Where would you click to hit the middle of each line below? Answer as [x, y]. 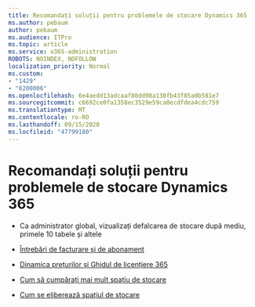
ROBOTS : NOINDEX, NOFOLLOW [52, 60]
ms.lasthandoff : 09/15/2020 [54, 125]
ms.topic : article [38, 45]
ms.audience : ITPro [40, 37]
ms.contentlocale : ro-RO [49, 117]
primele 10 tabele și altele [60, 234]
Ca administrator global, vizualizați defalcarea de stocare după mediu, [133, 226]
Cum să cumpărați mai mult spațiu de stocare [93, 280]
